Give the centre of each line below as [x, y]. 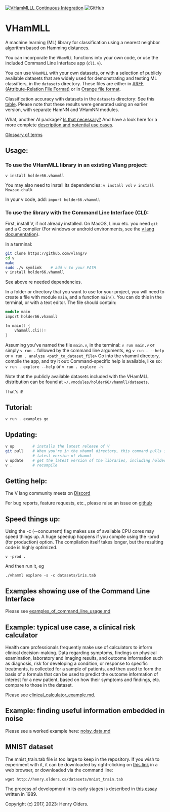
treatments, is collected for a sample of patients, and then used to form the [83, 669]
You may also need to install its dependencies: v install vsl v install [80, 185]
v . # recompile [31, 465]
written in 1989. [21, 794]
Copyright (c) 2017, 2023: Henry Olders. [47, 804]
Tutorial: [19, 408]
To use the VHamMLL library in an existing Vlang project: [77, 165]
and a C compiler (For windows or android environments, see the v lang [80, 229]
